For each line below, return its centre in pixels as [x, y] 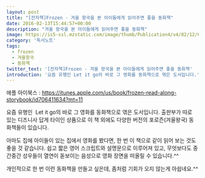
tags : [13, 46]
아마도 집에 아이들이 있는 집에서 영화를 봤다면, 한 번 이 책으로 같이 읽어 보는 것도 [101, 141]
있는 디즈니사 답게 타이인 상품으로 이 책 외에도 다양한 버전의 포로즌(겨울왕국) [97, 120]
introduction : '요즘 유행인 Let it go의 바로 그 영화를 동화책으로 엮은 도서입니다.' [103, 75]
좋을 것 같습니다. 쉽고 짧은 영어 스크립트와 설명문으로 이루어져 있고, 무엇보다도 [99, 148]
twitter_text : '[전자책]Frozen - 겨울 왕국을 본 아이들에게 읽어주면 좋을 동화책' [99, 69]
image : [15, 35]
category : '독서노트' [31, 40]
